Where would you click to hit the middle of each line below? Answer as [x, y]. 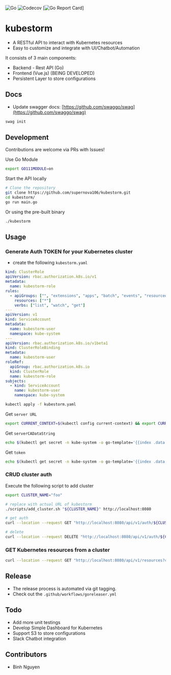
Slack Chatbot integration [39, 638]
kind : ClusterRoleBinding [33, 348]
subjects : [16, 381]
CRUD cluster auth [28, 475]
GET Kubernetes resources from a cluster [58, 550]
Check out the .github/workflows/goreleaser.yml [65, 594]
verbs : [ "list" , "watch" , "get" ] [50, 305]
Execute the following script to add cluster [50, 485]
